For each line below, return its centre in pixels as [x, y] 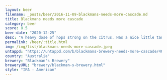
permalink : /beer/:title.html [37, 42]
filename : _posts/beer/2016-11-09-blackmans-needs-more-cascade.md [77, 14]
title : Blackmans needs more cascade [44, 19]
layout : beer [19, 10]
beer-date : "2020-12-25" [31, 33]
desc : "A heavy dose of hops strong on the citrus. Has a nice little [80, 38]
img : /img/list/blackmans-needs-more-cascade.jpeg [59, 47]
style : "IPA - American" [31, 70]
